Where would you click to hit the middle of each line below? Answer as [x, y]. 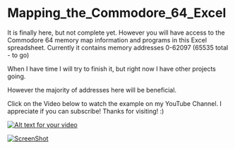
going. [17, 76]
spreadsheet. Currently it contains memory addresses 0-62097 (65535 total [118, 47]
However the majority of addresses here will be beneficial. [92, 90]
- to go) [18, 55]
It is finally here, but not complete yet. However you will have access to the [116, 32]
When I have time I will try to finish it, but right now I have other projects [112, 68]
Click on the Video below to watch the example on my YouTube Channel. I [115, 103]
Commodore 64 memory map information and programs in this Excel [107, 40]
